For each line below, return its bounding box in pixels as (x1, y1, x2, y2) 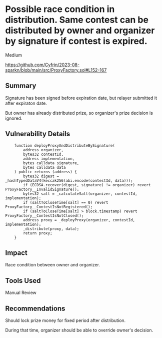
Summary (5, 82, 36, 90)
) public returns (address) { (14, 169, 77, 174)
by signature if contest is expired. (5, 36, 147, 47)
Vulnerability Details (5, 130, 70, 138)
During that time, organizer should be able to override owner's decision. (5, 327, 153, 333)
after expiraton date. (5, 100, 47, 106)
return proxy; (23, 230, 52, 236)
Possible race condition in (5, 4, 115, 15)
